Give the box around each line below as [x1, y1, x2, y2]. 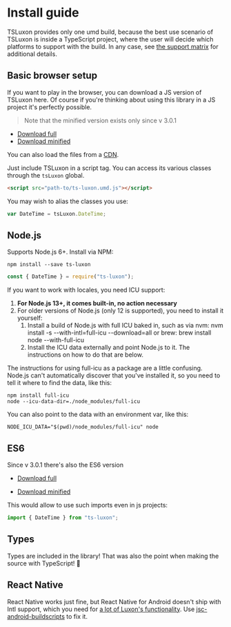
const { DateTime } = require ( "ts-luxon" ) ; [7, 273, 134, 281]
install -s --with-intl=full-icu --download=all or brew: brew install [27, 328, 212, 337]
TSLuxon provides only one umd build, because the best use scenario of [7, 28, 214, 36]
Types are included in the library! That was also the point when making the [7, 552, 219, 560]
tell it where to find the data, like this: [7, 379, 112, 387]
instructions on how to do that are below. [27, 350, 143, 359]
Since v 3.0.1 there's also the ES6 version [7, 461, 124, 469]
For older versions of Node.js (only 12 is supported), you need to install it [17, 306, 224, 315]
